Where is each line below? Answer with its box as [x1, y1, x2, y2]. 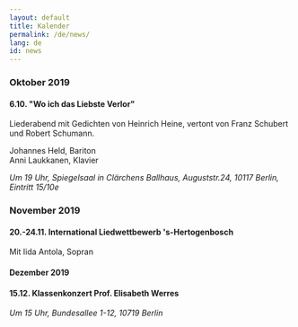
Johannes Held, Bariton [9, 146, 96, 156]
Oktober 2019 [9, 76, 70, 89]
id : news [9, 47, 42, 56]
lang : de [9, 38, 42, 48]
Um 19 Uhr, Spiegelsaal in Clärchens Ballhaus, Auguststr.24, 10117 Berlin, [9, 172, 280, 183]
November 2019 [9, 204, 81, 217]
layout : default [9, 13, 70, 22]
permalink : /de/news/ [9, 30, 91, 39]
